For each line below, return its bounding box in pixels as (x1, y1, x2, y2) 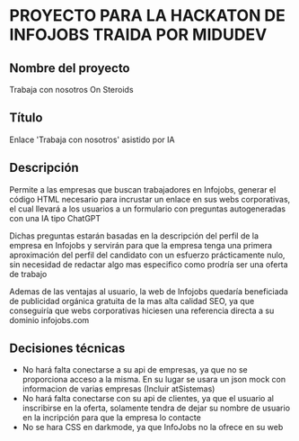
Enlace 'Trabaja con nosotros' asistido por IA (9, 134, 175, 145)
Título (9, 110, 43, 126)
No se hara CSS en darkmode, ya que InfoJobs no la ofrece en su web (22, 422, 284, 433)
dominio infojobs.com (9, 314, 90, 325)
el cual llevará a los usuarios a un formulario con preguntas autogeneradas (9, 203, 286, 214)
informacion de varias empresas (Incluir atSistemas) (22, 383, 215, 394)
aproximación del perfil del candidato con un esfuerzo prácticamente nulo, (9, 249, 286, 260)
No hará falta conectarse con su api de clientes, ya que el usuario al (22, 393, 274, 404)
